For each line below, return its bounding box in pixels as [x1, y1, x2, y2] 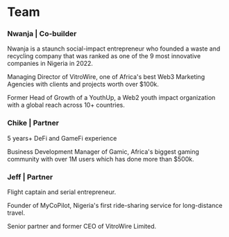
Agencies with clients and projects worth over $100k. [7, 80, 160, 89]
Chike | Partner [7, 119, 59, 128]
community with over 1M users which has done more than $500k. [7, 155, 194, 163]
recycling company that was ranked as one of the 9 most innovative [7, 52, 201, 60]
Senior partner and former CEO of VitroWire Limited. [7, 222, 157, 231]
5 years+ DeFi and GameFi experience [7, 134, 117, 142]
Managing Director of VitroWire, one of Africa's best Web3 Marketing [7, 73, 205, 81]
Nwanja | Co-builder [7, 29, 77, 39]
